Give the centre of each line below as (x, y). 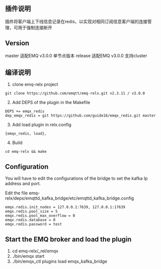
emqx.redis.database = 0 (30, 220)
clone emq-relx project (35, 84)
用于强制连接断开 (35, 27)
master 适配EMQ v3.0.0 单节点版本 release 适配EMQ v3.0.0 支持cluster (76, 56)
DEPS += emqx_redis (25, 111)
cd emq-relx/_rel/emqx (35, 251)
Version (17, 43)
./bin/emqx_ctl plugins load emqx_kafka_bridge (60, 261)
